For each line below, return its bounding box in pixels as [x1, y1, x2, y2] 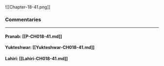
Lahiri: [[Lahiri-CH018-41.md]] [5, 56, 68, 62]
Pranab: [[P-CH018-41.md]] [5, 33, 62, 39]
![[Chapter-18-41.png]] [5, 4, 50, 10]
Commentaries [5, 16, 41, 23]
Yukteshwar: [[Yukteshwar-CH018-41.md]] [5, 45, 95, 50]
